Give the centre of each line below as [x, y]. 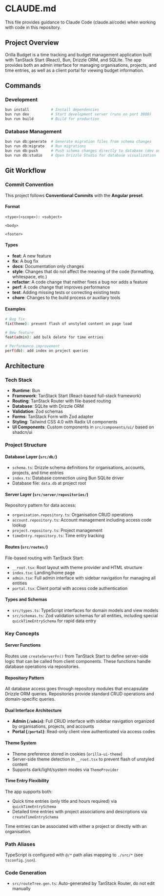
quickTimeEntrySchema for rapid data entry [54, 621]
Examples [15, 309]
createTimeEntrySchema [35, 817]
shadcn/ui [22, 432]
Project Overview [32, 43]
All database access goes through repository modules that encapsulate [77, 689]
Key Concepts [22, 633]
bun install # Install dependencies [52, 110]
